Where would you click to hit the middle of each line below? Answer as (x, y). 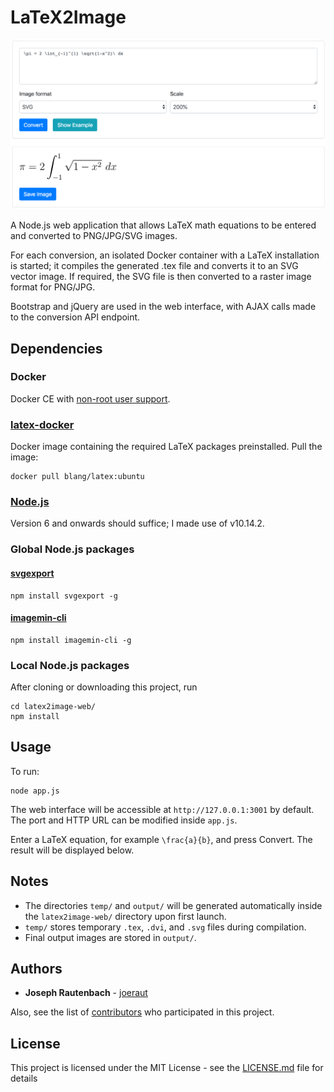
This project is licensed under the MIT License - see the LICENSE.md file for (167, 1068)
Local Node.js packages (70, 665)
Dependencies (56, 348)
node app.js (35, 791)
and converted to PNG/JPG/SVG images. (94, 236)
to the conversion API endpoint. (75, 317)
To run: (25, 771)
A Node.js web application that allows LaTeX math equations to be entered (163, 225)
